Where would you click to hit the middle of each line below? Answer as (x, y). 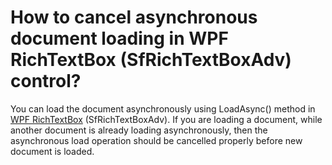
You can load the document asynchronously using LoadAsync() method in (163, 108)
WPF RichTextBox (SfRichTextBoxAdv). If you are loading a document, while (166, 119)
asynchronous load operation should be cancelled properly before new (156, 140)
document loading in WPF (119, 38)
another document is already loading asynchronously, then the (139, 130)
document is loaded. (52, 151)
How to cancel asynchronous (134, 17)
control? (46, 81)
